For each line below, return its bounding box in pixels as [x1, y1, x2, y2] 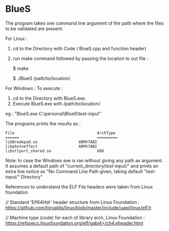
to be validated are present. [5, 25, 64, 31]
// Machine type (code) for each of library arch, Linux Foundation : [5, 214, 145, 221]
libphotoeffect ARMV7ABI [5, 144, 97, 149]
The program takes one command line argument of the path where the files [5, 20, 164, 26]
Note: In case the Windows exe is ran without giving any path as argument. [5, 157, 163, 163]
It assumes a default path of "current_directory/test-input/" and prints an [5, 163, 159, 169]
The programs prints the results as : [5, 120, 81, 126]
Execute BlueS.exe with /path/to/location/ [12, 101, 101, 107]
